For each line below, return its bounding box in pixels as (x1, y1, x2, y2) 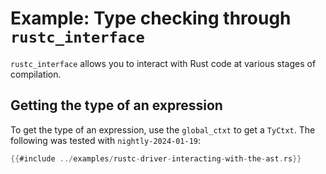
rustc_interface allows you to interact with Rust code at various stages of (10, 57, 317, 69)
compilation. (10, 68, 62, 80)
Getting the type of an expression (10, 97, 223, 114)
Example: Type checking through (10, 7, 292, 30)
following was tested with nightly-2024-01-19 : (10, 134, 202, 146)
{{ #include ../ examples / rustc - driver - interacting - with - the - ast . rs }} (10, 153, 302, 164)
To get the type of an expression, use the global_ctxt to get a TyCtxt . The (10, 123, 316, 136)
